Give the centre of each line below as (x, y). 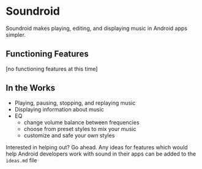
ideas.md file (21, 160)
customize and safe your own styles (69, 135)
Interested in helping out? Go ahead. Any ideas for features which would (97, 147)
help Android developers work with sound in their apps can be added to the (101, 154)
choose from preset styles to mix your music (80, 129)
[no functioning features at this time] (52, 69)
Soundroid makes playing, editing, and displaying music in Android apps (97, 28)
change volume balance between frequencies (81, 122)
